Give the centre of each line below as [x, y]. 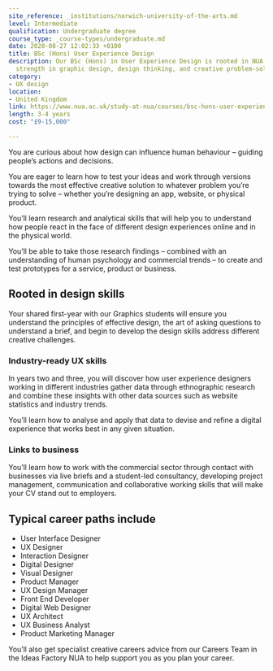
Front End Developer [54, 599]
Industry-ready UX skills [58, 360]
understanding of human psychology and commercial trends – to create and [135, 259]
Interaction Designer [54, 556]
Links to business [44, 450]
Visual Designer [47, 573]
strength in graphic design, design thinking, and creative [119, 69]
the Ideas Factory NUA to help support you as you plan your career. [121, 658]
